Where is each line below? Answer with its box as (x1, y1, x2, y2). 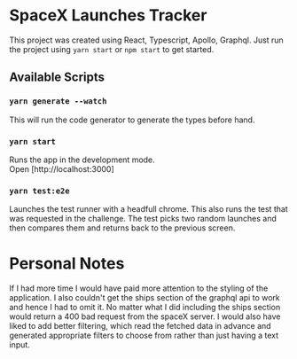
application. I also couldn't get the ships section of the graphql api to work (9, 293, 281, 303)
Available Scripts (9, 70, 105, 85)
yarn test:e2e (9, 185, 70, 196)
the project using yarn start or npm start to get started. (9, 43, 215, 54)
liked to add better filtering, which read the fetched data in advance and (9, 321, 272, 332)
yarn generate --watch (9, 97, 107, 106)
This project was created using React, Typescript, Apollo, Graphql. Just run (9, 35, 284, 45)
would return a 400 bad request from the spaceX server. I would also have (9, 311, 281, 322)
